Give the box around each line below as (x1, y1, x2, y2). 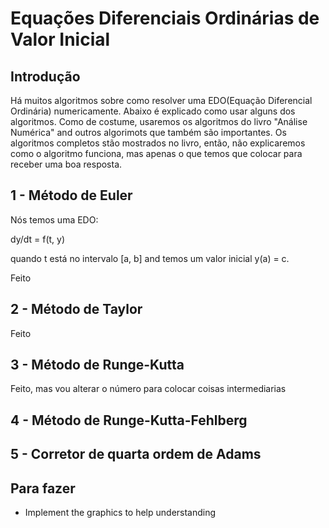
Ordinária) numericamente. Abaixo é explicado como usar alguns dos (10, 105, 296, 117)
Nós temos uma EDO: (10, 213, 99, 226)
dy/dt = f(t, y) (10, 233, 66, 245)
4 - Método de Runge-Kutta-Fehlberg (10, 412, 248, 429)
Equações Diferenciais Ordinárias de (10, 7, 320, 30)
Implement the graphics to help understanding (24, 507, 217, 519)
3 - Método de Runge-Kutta (10, 357, 185, 374)
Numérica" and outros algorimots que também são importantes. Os (10, 127, 287, 138)
